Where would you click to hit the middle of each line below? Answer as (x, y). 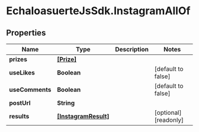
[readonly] (169, 120)
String (66, 103)
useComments (30, 90)
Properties (26, 33)
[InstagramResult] (83, 116)
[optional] (168, 112)
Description (132, 49)
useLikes (22, 73)
